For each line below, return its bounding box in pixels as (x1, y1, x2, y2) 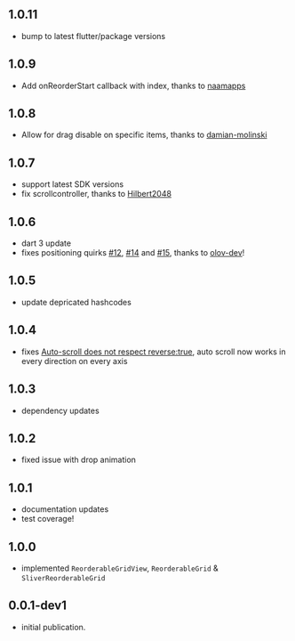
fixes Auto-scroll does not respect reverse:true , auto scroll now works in (20, 346, 286, 357)
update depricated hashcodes (20, 296, 132, 307)
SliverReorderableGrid (20, 573, 106, 582)
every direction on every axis (20, 355, 128, 366)
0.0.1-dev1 (8, 598, 68, 613)
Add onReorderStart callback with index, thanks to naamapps (20, 80, 246, 91)
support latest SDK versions (20, 179, 124, 190)
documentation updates (20, 504, 109, 515)
